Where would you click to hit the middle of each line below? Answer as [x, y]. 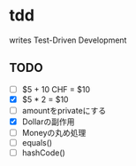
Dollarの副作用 [48, 122]
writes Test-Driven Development [68, 40]
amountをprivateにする [64, 110]
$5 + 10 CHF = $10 [56, 89]
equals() [37, 143]
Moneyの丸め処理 [54, 133]
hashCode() [44, 153]
